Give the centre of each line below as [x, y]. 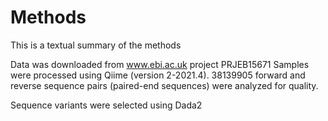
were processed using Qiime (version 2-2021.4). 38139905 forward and [158, 75]
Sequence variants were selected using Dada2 [106, 105]
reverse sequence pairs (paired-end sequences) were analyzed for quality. [164, 85]
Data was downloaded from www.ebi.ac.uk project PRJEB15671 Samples [160, 64]
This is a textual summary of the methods [96, 45]
